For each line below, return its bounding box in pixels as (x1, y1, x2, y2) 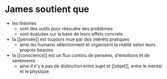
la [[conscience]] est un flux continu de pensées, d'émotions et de (12, 52, 150, 58)
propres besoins (19, 47, 54, 53)
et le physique (19, 68, 49, 74)
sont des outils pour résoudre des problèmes (19, 25, 113, 31)
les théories (12, 20, 37, 26)
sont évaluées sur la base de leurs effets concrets (19, 31, 123, 37)
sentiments (12, 57, 36, 63)
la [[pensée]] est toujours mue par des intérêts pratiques (12, 36, 129, 42)
